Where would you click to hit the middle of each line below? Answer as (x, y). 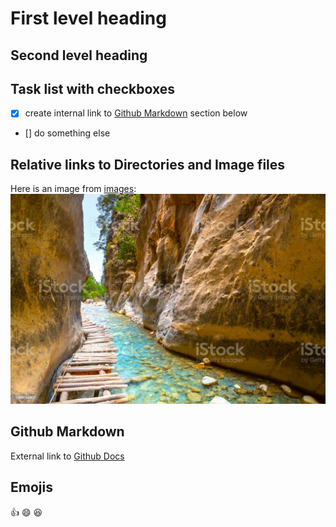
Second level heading (79, 55)
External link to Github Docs (67, 456)
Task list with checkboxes (92, 88)
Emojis (31, 487)
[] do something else (67, 133)
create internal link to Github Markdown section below (136, 113)
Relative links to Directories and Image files (148, 164)
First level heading (88, 18)
